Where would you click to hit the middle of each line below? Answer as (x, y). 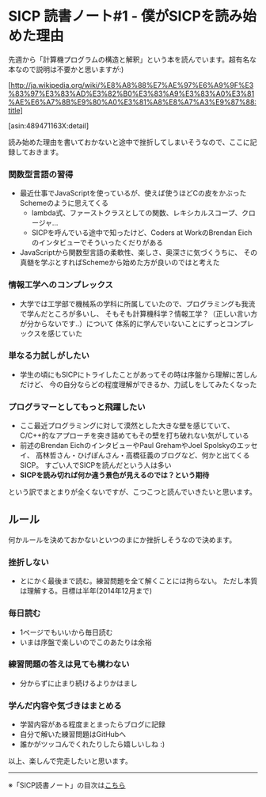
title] (16, 110)
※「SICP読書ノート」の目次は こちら (67, 785)
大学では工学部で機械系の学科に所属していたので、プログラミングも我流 (137, 304)
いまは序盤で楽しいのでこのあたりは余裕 (85, 642)
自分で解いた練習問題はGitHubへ (73, 734)
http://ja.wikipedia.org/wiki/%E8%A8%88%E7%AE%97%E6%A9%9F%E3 (132, 85)
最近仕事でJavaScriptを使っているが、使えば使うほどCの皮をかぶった (133, 193)
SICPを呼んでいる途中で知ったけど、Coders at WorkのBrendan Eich (142, 233)
